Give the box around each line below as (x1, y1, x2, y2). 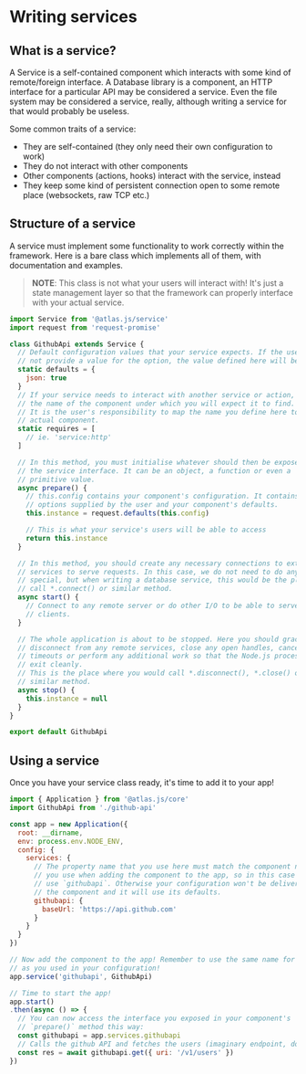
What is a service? (9, 43, 117, 58)
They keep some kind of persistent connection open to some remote (22, 180, 280, 191)
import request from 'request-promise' (9, 322, 161, 332)
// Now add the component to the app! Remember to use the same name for (9, 955, 296, 964)
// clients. (25, 609, 71, 618)
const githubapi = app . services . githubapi (17, 1031, 181, 1040)
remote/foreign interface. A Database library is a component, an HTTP (9, 77, 273, 88)
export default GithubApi (9, 728, 107, 737)
